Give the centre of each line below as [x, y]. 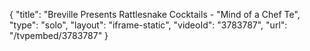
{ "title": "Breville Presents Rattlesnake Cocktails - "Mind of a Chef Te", [155, 14]
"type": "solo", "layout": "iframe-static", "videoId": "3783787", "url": [148, 25]
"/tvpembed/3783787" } [59, 35]
